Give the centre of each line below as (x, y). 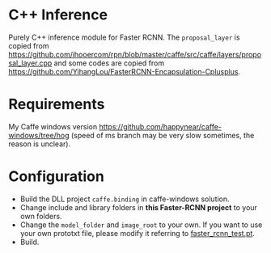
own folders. (41, 216)
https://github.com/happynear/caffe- (161, 126)
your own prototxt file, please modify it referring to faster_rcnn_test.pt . (137, 233)
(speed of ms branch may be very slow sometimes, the (163, 135)
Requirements (57, 105)
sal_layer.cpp (30, 63)
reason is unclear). (40, 144)
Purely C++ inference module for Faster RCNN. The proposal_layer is (124, 37)
